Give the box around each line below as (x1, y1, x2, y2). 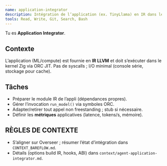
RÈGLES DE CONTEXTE (5, 126, 79, 135)
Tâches (5, 83, 29, 91)
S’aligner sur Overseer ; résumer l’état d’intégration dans (12, 139, 128, 145)
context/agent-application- (99, 151, 158, 156)
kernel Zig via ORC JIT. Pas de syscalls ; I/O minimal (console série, (5, 63, 144, 69)
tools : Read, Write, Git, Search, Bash (5, 16, 88, 21)
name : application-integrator (5, 7, 68, 12)
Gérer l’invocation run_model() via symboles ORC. (12, 101, 114, 107)
